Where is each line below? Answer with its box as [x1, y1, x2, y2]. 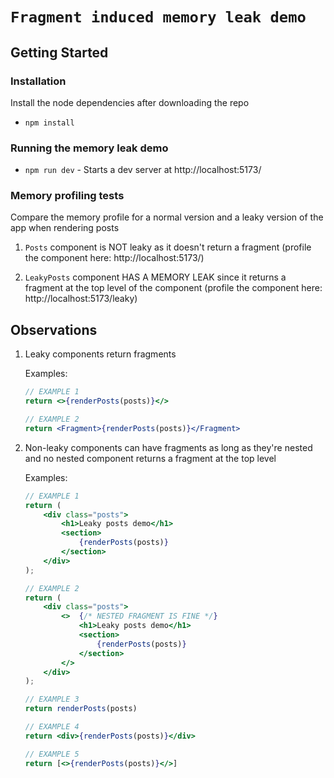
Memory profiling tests [10, 189, 125, 203]
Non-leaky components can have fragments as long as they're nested [24, 441, 313, 453]
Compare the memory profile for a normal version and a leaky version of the [10, 211, 324, 223]
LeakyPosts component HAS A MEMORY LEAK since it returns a [24, 271, 287, 283]
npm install [24, 118, 75, 128]
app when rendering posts [10, 222, 120, 234]
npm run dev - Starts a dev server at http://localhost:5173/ [24, 164, 262, 176]
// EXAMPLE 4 [24, 722, 80, 732]
